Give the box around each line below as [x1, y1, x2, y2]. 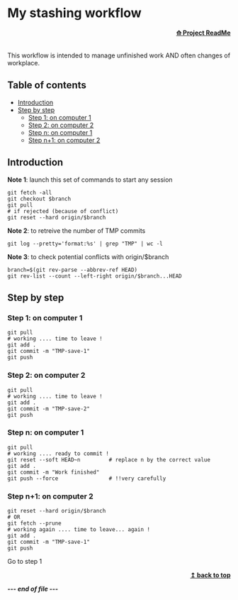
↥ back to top [190, 571, 231, 579]
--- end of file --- [7, 584, 59, 594]
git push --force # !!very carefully [7, 474, 166, 482]
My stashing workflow [7, 5, 142, 21]
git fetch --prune [7, 520, 62, 527]
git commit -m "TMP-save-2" [7, 405, 91, 413]
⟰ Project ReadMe [176, 28, 231, 37]
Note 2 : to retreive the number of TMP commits [7, 226, 146, 235]
